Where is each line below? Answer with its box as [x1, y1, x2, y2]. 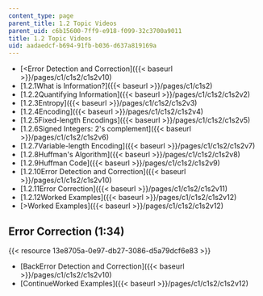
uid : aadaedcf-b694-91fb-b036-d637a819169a [8, 42, 157, 50]
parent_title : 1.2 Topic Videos [8, 19, 117, 27]
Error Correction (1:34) [8, 224, 125, 238]
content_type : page [8, 11, 74, 20]
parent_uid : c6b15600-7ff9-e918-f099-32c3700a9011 [8, 27, 182, 35]
